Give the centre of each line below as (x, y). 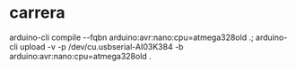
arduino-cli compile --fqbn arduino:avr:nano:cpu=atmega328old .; (131, 37)
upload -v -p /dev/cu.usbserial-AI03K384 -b (101, 46)
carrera (37, 13)
